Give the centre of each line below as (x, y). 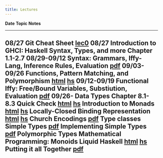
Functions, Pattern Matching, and (77, 73)
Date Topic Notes (23, 23)
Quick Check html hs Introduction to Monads (86, 104)
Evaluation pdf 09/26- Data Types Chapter (71, 96)
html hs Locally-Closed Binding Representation (78, 111)
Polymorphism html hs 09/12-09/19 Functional (77, 81)
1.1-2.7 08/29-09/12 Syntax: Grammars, (66, 58)
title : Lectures (21, 9)
